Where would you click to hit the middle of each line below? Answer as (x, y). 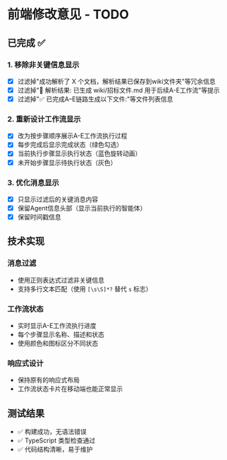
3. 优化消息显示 (33, 182)
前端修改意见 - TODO (68, 14)
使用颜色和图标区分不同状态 (58, 343)
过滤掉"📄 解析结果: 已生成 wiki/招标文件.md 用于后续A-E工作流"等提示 (118, 90)
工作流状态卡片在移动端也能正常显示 (70, 389)
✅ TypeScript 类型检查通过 (56, 441)
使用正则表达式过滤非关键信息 (61, 280)
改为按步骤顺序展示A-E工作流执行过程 (72, 136)
